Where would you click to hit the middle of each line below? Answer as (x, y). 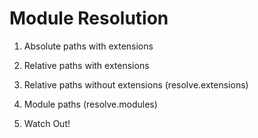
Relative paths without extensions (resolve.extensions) (136, 84)
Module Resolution (89, 18)
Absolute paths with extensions (88, 46)
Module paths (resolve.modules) (90, 104)
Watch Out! (47, 123)
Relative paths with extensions (86, 65)
